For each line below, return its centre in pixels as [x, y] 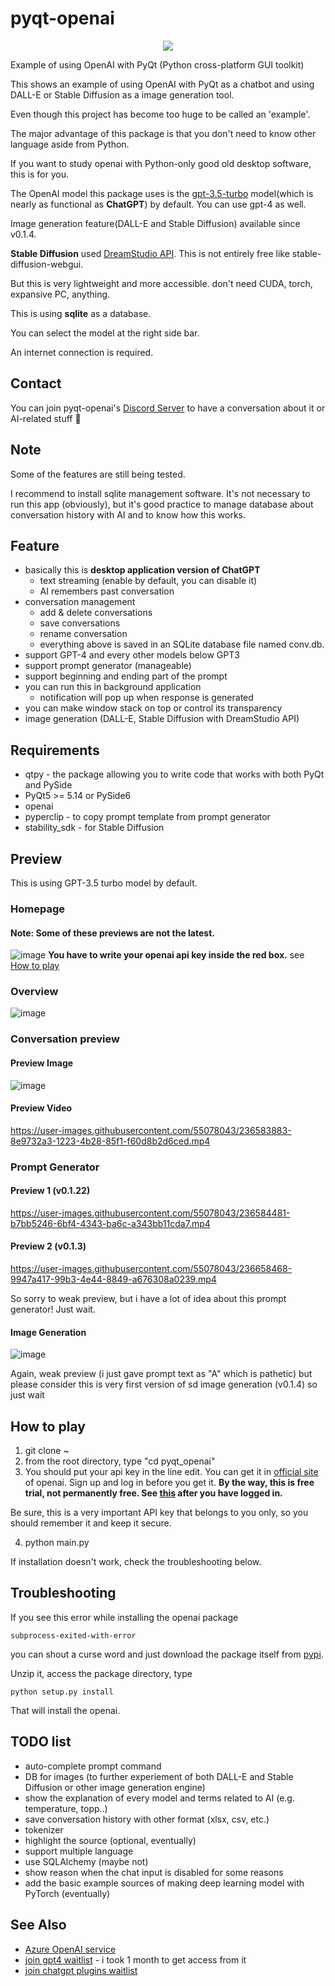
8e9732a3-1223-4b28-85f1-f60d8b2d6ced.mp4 [110, 1141]
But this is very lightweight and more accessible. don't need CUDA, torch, [161, 283]
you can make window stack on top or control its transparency [153, 708]
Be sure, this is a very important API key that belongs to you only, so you [159, 1513]
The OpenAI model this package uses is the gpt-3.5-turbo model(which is [162, 193]
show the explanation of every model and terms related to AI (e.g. [159, 1798]
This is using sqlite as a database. [81, 313]
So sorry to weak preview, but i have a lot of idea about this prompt [148, 1299]
